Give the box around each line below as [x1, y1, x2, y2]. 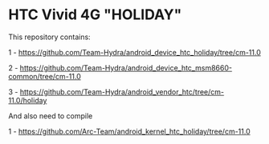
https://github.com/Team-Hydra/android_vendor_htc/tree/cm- [19, 86, 225, 97]
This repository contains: [8, 32, 91, 42]
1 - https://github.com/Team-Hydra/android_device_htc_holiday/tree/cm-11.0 [8, 47, 261, 57]
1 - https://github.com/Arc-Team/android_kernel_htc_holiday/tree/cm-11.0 [8, 126, 251, 136]
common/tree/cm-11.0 [8, 71, 82, 81]
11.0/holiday [8, 95, 47, 105]
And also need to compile [8, 110, 93, 121]
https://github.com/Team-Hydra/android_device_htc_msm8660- [19, 62, 233, 73]
